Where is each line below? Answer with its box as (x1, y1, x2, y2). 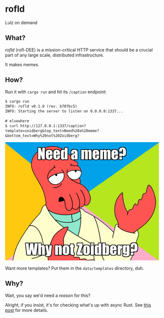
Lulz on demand (5, 20, 38, 25)
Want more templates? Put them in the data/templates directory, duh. (5, 265, 144, 271)
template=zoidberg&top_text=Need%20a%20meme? (5, 128, 99, 133)
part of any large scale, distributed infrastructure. (5, 52, 104, 58)
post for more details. (5, 307, 48, 313)
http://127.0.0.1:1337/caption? (20, 123, 86, 128)
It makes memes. (5, 61, 40, 67)
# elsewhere (5, 119, 29, 123)
